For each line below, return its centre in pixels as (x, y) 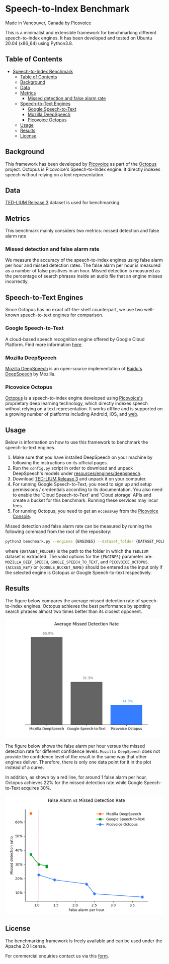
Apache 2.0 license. (26, 946)
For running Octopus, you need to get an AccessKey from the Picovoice (85, 511)
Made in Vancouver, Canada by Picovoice (48, 23)
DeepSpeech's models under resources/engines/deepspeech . (77, 473)
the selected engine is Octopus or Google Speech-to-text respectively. (78, 572)
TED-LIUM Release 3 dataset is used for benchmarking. (63, 203)
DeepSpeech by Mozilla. (30, 374)
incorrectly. (17, 281)
